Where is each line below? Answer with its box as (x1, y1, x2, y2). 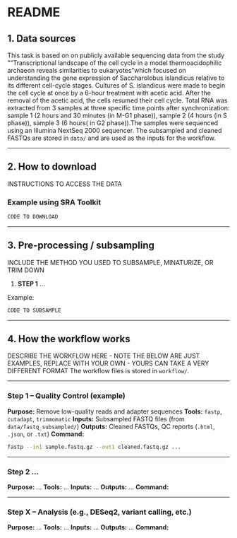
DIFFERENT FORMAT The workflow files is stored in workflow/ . (7, 367, 190, 375)
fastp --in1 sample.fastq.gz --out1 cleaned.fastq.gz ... (7, 443, 181, 450)
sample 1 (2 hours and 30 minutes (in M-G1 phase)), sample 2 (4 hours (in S (7, 111, 228, 119)
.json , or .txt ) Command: (7, 429, 85, 438)
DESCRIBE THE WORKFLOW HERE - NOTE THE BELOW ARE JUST (7, 351, 200, 361)
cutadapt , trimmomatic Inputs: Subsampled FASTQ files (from (7, 414, 185, 423)
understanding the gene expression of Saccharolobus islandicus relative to (7, 74, 225, 82)
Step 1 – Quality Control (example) (7, 391, 126, 401)
